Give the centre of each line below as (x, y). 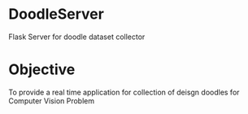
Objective (42, 70)
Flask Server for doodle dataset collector (77, 37)
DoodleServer (56, 14)
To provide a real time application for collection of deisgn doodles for (124, 92)
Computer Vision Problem (52, 101)
